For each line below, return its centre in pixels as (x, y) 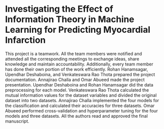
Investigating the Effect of (59, 9)
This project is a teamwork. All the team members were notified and (74, 54)
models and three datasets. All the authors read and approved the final (77, 116)
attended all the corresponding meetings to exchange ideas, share (72, 59)
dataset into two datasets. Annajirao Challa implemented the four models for (82, 100)
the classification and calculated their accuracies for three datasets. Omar (80, 106)
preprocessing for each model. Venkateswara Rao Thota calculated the (77, 90)
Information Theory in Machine (70, 19)
